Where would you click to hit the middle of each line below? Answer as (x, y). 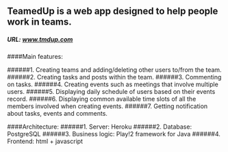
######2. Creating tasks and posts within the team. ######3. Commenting (114, 77)
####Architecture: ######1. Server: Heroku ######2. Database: (100, 127)
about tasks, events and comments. (58, 114)
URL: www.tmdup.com (40, 39)
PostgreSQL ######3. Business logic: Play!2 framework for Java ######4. (114, 134)
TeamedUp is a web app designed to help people (113, 11)
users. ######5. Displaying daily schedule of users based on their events (111, 92)
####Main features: (35, 57)
